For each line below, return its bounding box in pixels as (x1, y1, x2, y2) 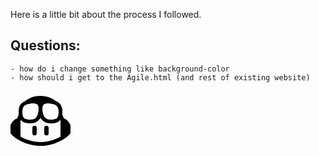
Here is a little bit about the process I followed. (10, 9, 202, 20)
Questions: (10, 37, 81, 54)
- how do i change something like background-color (10, 64, 230, 74)
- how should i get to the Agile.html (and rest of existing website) (10, 72, 311, 83)
